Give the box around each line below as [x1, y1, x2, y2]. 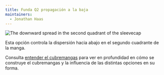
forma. [5, 65, 19, 71]
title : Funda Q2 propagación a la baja [5, 7, 88, 12]
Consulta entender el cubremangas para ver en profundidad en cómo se [5, 55, 154, 61]
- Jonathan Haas [9, 16, 43, 21]
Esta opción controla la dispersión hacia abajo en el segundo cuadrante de [5, 40, 159, 46]
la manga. [5, 45, 26, 51]
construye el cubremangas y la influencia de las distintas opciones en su [5, 60, 155, 66]
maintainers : [5, 12, 32, 17]
